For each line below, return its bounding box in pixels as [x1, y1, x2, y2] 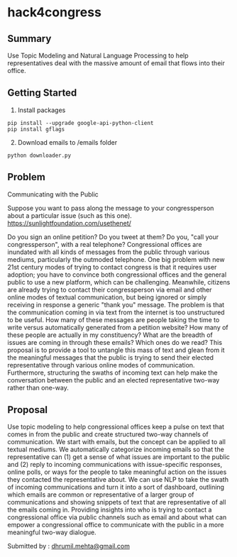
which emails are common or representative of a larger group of [7, 490, 194, 499]
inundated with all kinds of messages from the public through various [7, 248, 210, 256]
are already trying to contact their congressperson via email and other [7, 285, 212, 294]
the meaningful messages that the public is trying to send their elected [7, 353, 214, 362]
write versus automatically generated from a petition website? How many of [7, 323, 228, 331]
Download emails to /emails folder [17, 138, 118, 146]
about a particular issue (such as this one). [7, 211, 133, 220]
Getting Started [7, 87, 77, 99]
